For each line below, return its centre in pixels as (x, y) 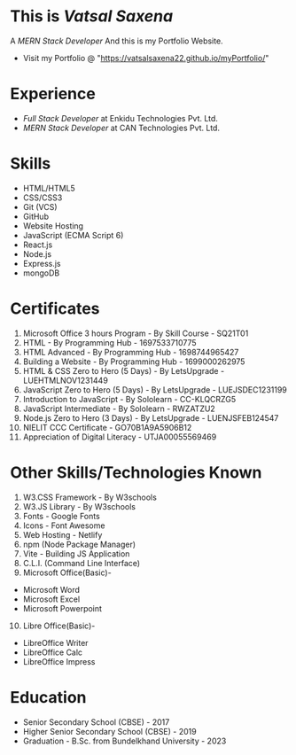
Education (48, 697)
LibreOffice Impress (59, 661)
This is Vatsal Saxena (92, 16)
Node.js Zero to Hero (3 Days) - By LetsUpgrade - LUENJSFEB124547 (151, 417)
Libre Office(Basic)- (59, 626)
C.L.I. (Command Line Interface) (82, 563)
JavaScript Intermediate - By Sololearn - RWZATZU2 (119, 409)
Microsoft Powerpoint (62, 608)
